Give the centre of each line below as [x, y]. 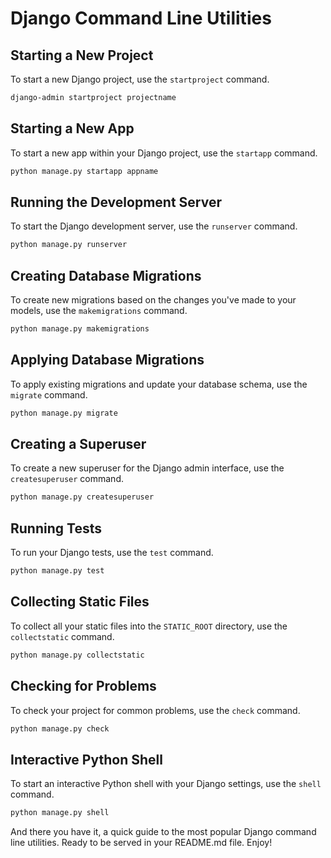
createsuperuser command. [67, 479]
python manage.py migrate [64, 413]
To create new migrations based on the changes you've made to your [153, 300]
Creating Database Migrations [106, 275]
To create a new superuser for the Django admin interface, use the [147, 468]
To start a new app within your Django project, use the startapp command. [164, 153]
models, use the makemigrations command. [99, 311]
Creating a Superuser [78, 444]
